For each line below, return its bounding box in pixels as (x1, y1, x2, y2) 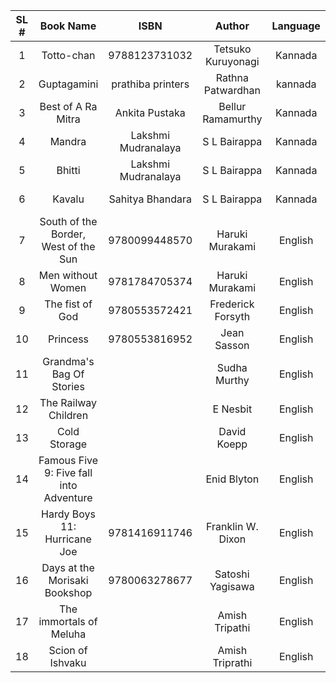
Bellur (218, 100, 247, 113)
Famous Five (38, 454, 99, 467)
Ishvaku (49, 656, 87, 669)
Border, (50, 227, 87, 241)
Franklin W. (205, 520, 259, 533)
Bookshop (44, 586, 93, 599)
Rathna (215, 71, 250, 84)
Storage (49, 437, 88, 451)
